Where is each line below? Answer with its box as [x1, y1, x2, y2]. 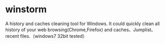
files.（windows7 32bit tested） [20, 33, 88, 39]
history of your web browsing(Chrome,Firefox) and [5, 27, 113, 33]
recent [5, 33, 19, 39]
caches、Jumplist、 [113, 27, 156, 33]
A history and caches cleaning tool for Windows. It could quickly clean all [5, 20, 160, 27]
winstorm [5, 4, 47, 15]
